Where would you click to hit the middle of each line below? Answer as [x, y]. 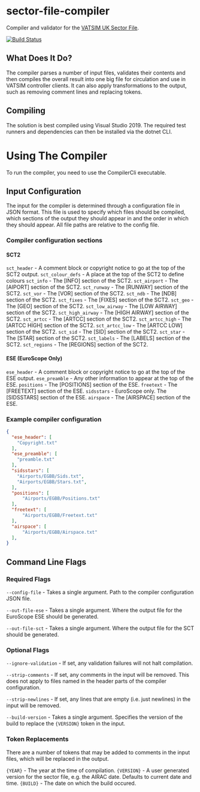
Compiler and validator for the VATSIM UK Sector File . [73, 28]
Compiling [26, 111]
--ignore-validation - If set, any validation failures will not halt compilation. [100, 663]
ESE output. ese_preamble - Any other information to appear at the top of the [100, 378]
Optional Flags [28, 650]
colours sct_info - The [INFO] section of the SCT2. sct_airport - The [92, 281]
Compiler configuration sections [54, 240]
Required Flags [28, 579]
